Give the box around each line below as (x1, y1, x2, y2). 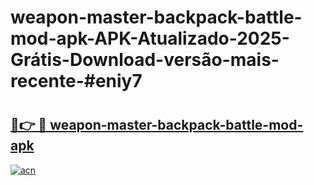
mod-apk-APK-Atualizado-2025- (10, 27, 290, 50)
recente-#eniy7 (10, 70, 143, 93)
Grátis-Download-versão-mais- (10, 49, 280, 71)
